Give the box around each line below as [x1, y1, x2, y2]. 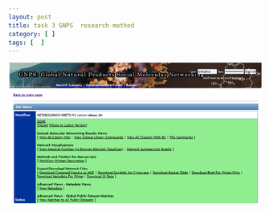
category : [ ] [8, 30, 56, 38]
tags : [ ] [8, 39, 45, 47]
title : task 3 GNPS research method [8, 21, 135, 30]
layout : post [8, 13, 52, 21]
